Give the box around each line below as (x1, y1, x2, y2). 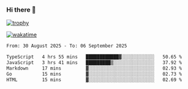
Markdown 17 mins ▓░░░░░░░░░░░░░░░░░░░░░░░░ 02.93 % (6, 65, 182, 71)
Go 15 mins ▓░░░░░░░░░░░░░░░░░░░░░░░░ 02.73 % (6, 71, 182, 77)
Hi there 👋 (6, 5, 37, 14)
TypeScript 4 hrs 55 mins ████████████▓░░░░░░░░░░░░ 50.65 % (6, 54, 182, 60)
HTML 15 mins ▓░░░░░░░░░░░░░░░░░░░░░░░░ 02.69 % (6, 76, 182, 83)
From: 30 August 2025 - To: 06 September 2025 (6, 43, 127, 49)
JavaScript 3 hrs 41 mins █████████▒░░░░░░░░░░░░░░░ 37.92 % (6, 60, 182, 66)
